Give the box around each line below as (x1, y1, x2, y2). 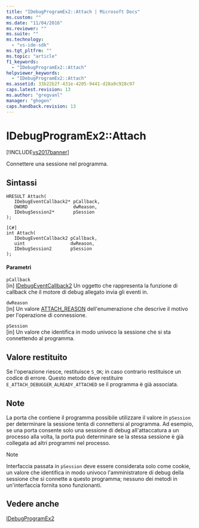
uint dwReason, (14, 240, 95, 247)
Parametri (6, 264, 32, 271)
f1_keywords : (6, 59, 39, 65)
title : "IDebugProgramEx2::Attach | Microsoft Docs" (6, 8, 140, 15)
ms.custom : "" (6, 14, 42, 20)
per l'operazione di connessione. (6, 312, 87, 319)
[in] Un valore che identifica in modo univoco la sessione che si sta (6, 328, 172, 335)
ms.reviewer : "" (6, 25, 47, 32)
